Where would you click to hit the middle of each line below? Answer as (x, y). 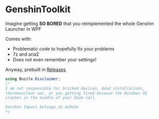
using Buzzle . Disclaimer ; (33, 79)
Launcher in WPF (24, 29)
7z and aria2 (26, 54)
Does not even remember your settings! (54, 59)
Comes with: (19, 39)
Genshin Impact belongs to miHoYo (42, 107)
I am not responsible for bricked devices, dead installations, (75, 88)
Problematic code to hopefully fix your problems (64, 49)
